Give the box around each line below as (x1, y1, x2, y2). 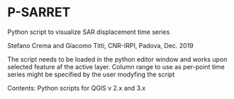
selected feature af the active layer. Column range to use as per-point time (7, 62, 225, 71)
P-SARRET (7, 4, 71, 21)
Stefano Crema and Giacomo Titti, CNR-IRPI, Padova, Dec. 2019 (7, 41, 194, 49)
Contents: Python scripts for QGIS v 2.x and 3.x (7, 83, 146, 92)
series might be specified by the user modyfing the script (7, 70, 175, 78)
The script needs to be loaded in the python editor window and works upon (7, 54, 228, 64)
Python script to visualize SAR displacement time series (7, 28, 170, 36)
